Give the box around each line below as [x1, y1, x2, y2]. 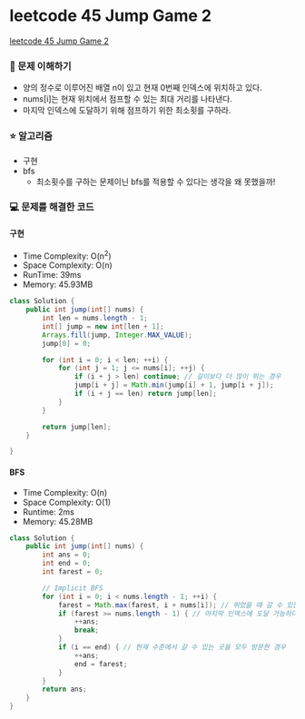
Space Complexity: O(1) [22, 497, 112, 507]
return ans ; [42, 685, 88, 694]
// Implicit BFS [42, 583, 103, 593]
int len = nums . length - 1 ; [42, 314, 148, 323]
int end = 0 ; [42, 559, 92, 568]
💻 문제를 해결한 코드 [9, 201, 94, 213]
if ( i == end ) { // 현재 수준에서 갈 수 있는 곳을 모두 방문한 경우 [57, 643, 287, 652]
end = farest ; [74, 659, 128, 668]
